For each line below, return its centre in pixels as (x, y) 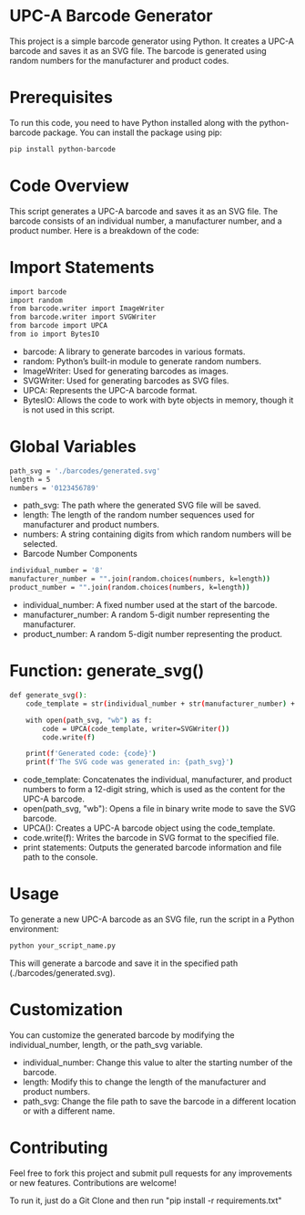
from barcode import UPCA (58, 326)
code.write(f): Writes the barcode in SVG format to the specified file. (151, 838)
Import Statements (82, 267)
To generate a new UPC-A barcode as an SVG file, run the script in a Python (152, 919)
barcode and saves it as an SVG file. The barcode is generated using (138, 50)
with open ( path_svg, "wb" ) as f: (89, 720)
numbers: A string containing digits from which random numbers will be (157, 534)
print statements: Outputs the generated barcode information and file (152, 848)
